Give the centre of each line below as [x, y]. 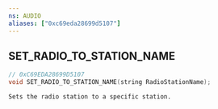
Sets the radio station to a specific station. [90, 97]
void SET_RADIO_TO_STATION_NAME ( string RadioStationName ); [110, 82]
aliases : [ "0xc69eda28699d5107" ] [65, 23]
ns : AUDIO [25, 16]
